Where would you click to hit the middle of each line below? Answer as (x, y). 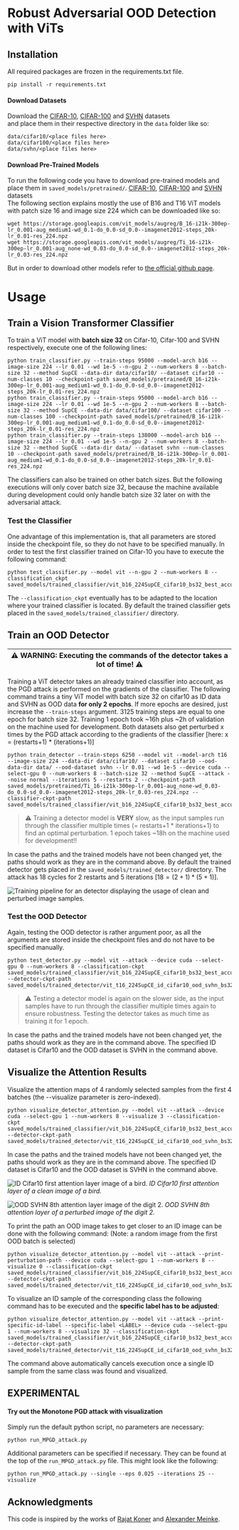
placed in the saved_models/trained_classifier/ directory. (93, 612)
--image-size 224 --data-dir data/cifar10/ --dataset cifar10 (101, 761)
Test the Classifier (40, 521)
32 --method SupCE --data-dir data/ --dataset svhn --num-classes (123, 448)
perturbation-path (34, 1260)
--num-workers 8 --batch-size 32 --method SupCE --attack (136, 773)
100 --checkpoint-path (79, 417)
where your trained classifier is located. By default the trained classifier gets (119, 605)
